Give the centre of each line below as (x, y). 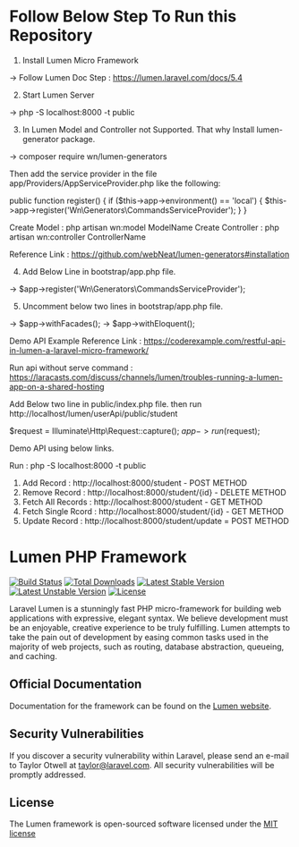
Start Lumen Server (58, 95)
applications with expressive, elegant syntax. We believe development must (149, 618)
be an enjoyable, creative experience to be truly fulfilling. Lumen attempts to (150, 627)
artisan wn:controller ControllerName (77, 237)
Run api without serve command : (71, 368)
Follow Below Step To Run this (123, 17)
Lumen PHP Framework (98, 557)
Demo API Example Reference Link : (76, 341)
